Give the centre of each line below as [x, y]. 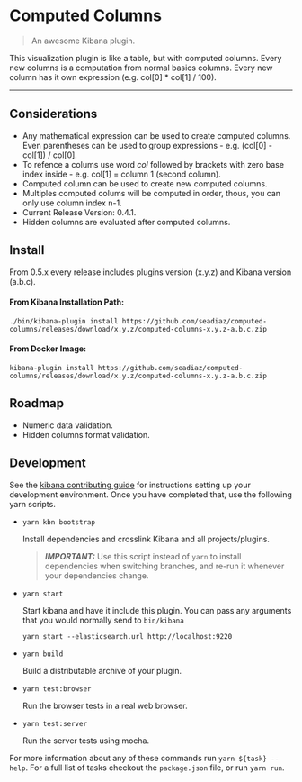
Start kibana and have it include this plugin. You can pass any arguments [157, 610]
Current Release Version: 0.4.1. [79, 212]
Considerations [53, 114]
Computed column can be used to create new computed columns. [145, 183]
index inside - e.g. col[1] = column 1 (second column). [122, 174]
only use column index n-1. [72, 203]
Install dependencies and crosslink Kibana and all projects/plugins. [146, 539]
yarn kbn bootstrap [59, 522]
